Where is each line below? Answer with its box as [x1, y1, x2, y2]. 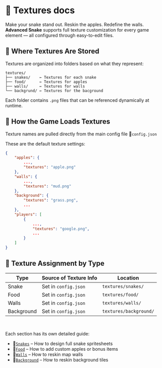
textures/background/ [102, 308, 154, 314]
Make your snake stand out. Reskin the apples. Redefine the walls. [5, 21, 144, 27]
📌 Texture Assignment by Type [5, 259, 105, 268]
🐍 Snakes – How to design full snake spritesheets [12, 341, 113, 347]
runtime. [5, 102, 23, 108]
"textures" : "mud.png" [23, 183, 72, 189]
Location [117, 274, 139, 281]
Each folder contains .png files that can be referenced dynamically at [5, 97, 149, 103]
